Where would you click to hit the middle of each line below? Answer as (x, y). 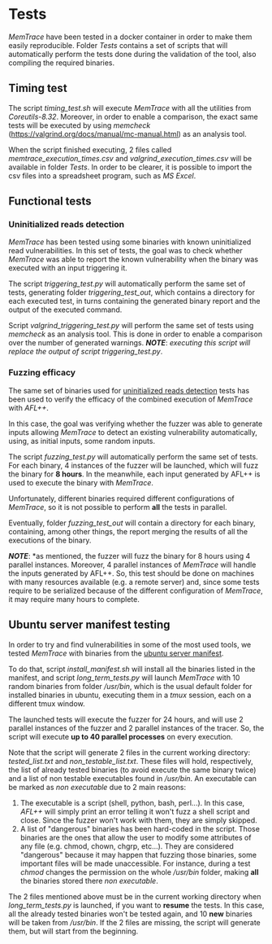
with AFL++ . (28, 407)
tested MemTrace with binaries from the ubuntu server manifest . (116, 653)
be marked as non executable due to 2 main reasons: (97, 787)
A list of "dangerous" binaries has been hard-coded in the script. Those (140, 828)
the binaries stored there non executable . (89, 880)
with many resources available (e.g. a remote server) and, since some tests (134, 582)
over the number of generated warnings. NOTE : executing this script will (130, 343)
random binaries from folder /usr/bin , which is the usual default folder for (131, 686)
